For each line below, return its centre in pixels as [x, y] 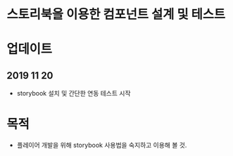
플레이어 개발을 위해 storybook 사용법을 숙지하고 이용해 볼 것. [102, 145]
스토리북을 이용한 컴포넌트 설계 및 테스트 [116, 14]
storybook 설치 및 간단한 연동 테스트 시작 [74, 93]
